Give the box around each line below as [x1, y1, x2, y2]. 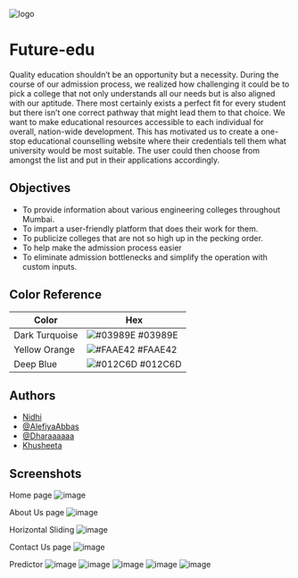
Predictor [9, 559, 44, 570]
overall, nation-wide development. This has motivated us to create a [9, 126, 260, 137]
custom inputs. [21, 261, 78, 272]
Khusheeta [21, 440, 62, 451]
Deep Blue [13, 357, 58, 370]
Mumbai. [21, 214, 55, 224]
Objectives [9, 180, 71, 196]
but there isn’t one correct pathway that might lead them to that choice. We [9, 107, 286, 118]
